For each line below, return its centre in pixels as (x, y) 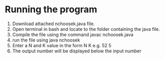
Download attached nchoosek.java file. (53, 24)
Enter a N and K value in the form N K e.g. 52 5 (62, 45)
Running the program (51, 9)
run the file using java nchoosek (46, 40)
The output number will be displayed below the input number (77, 51)
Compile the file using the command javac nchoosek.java (73, 34)
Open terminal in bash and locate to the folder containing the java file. (86, 29)
